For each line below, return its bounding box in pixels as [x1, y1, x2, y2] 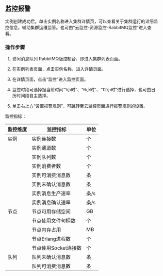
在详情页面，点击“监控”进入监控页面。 [12, 77, 89, 82]
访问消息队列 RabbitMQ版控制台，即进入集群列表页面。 [12, 56, 123, 62]
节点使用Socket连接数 [32, 244, 82, 251]
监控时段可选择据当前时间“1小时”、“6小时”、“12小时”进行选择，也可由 [12, 87, 151, 93]
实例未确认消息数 [32, 181, 71, 188]
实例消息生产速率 [32, 190, 71, 197]
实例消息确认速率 [32, 199, 71, 206]
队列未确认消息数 [32, 254, 71, 260]
